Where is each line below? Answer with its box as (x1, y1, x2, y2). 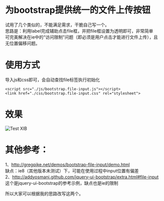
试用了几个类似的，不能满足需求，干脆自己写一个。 (5, 22, 109, 28)
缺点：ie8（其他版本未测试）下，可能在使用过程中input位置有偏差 (5, 167, 139, 173)
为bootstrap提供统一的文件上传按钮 (5, 4, 151, 16)
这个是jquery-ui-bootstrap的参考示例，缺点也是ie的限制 (5, 180, 118, 186)
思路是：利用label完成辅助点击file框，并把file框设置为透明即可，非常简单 (5, 28, 154, 34)
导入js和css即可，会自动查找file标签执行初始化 (5, 77, 100, 82)
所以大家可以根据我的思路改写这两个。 (5, 191, 83, 197)
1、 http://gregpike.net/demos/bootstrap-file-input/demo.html (5, 161, 130, 167)
